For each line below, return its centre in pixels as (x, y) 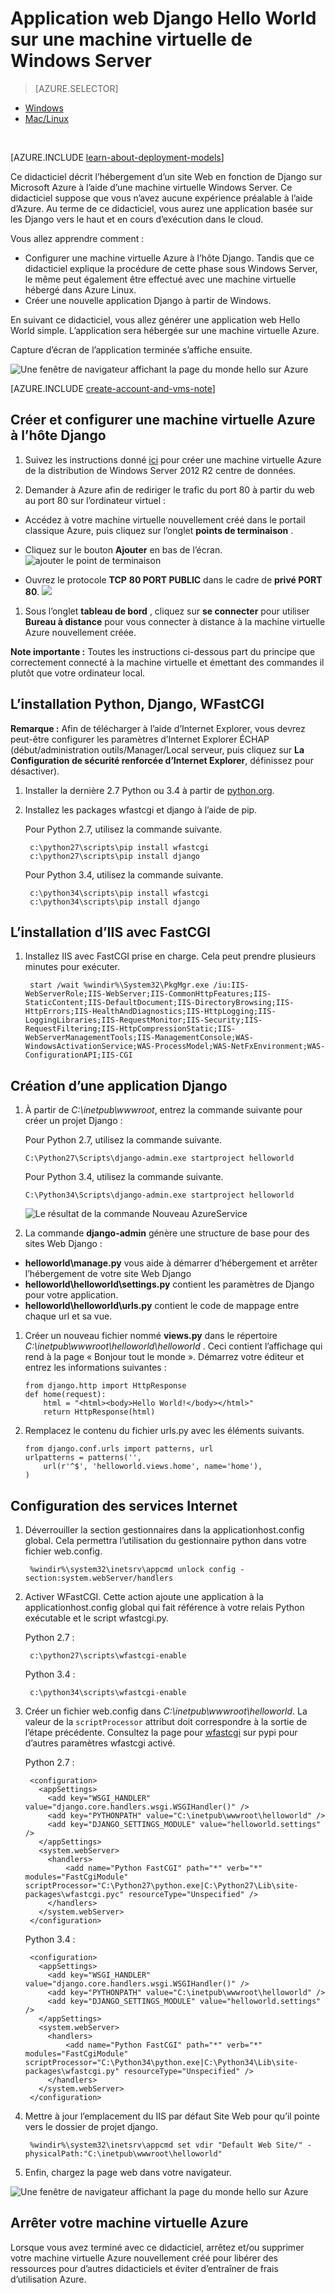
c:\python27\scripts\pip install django (115, 856)
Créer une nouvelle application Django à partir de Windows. (148, 300)
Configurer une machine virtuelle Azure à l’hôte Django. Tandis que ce (169, 258)
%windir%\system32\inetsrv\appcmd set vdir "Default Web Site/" (166, 2145)
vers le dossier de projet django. (91, 2126)
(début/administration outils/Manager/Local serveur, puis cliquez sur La (157, 749)
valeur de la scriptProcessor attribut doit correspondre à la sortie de (166, 1721)
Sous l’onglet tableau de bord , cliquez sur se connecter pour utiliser (167, 611)
